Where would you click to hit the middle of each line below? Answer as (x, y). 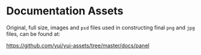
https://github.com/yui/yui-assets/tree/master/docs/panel (78, 45)
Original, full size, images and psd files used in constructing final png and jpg (101, 27)
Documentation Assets (65, 11)
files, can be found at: (33, 33)
